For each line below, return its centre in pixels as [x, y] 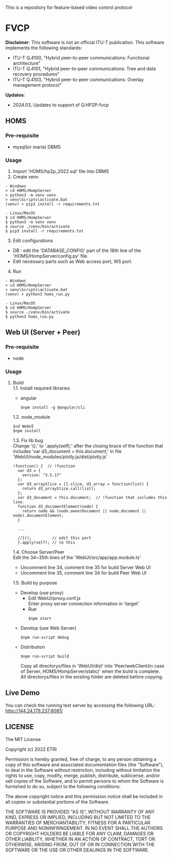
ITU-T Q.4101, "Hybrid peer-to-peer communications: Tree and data [84, 68]
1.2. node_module [31, 417]
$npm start [40, 618]
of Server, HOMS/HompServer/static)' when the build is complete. [90, 671]
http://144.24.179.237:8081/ [34, 711]
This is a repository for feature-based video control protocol [69, 7]
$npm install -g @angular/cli [53, 407]
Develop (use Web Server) [49, 628]
